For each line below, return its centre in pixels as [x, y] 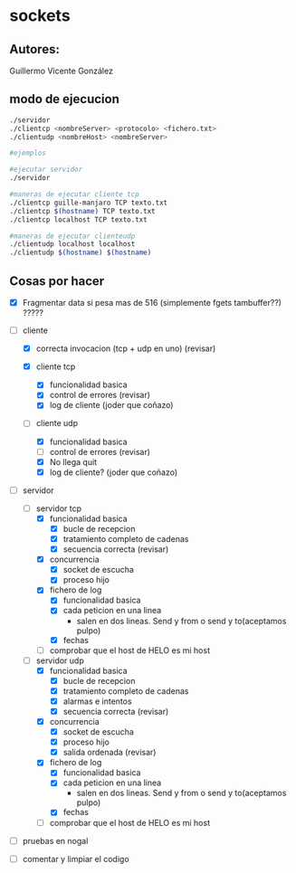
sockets [40, 16]
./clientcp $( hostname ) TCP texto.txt [82, 211]
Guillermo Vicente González [61, 71]
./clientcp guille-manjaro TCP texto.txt [89, 203]
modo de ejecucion [64, 99]
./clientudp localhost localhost [72, 244]
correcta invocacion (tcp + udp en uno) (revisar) [126, 348]
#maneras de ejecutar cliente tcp [75, 195]
